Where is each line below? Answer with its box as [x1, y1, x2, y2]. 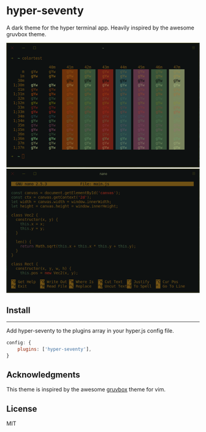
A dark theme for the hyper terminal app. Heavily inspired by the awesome [6, 24, 195, 31]
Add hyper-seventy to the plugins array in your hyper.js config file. [6, 327, 174, 334]
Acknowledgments [6, 369, 81, 380]
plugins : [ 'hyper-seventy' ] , [17, 346, 92, 352]
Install [6, 305, 31, 315]
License [6, 403, 37, 414]
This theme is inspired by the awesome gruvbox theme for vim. [6, 386, 166, 393]
